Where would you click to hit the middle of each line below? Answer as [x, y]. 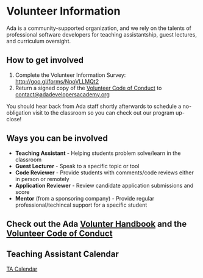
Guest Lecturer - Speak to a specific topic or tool [77, 166]
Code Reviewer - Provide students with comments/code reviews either [104, 173]
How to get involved [45, 60]
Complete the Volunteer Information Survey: [70, 75]
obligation [19, 112]
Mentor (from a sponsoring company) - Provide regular [85, 198]
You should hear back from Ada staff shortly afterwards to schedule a [94, 106]
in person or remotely [42, 179]
